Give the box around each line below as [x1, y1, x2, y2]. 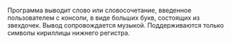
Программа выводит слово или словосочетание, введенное [7, 6, 192, 14]
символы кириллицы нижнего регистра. [7, 28, 130, 37]
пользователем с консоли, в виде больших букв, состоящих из [7, 13, 200, 22]
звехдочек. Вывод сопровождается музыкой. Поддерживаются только [7, 21, 225, 29]
